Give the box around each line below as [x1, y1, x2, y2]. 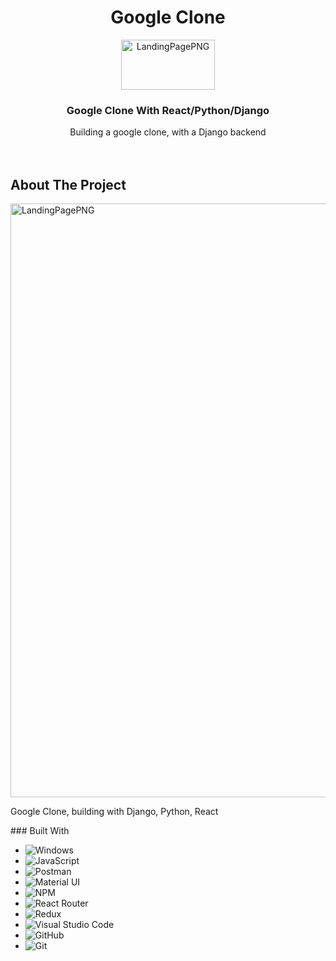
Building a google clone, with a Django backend [69, 126, 267, 138]
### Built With [10, 825, 70, 837]
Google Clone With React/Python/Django [66, 103, 270, 117]
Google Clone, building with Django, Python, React [10, 806, 219, 818]
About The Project [10, 176, 127, 193]
